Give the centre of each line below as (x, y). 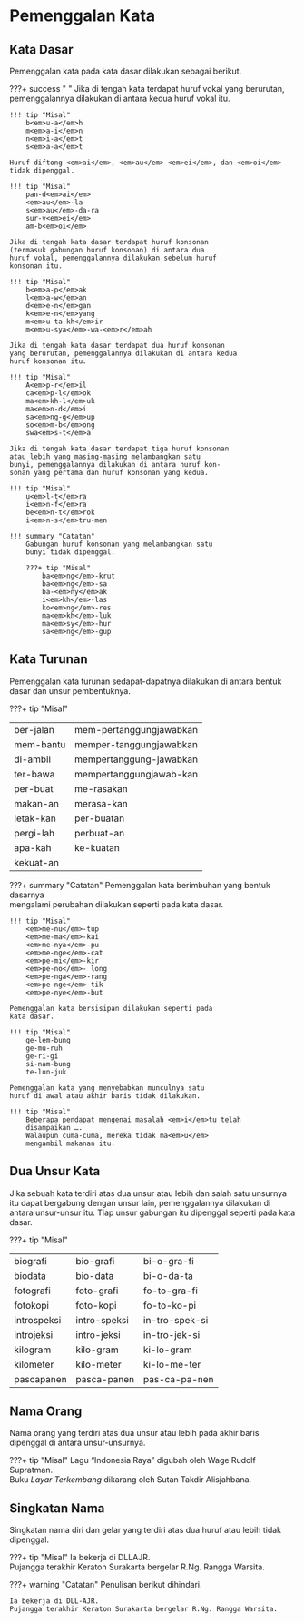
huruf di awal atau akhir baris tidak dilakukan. (105, 1095)
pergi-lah (34, 833)
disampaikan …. (54, 1127)
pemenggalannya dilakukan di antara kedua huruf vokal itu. (120, 98)
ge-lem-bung (48, 1040)
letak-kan (35, 818)
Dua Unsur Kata (55, 1171)
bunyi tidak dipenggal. (71, 552)
